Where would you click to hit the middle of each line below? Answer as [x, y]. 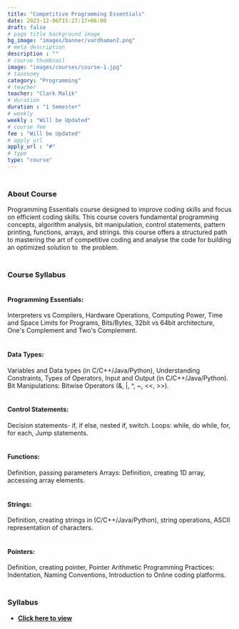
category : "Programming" [44, 80]
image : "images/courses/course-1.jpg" [65, 67]
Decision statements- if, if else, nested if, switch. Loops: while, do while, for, [119, 425]
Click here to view [45, 618]
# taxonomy [24, 74]
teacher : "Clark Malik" [43, 94]
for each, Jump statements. [48, 433]
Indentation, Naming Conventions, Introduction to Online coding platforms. [117, 575]
